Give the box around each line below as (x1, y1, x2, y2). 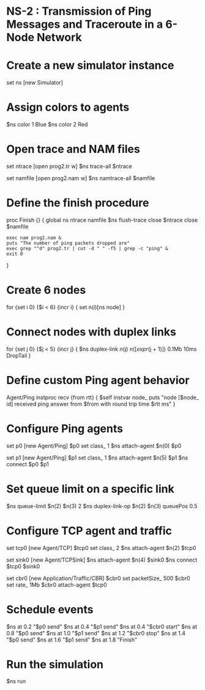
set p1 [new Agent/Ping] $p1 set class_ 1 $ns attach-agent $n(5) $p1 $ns (6, 453, 188, 461)
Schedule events (6, 602, 94, 616)
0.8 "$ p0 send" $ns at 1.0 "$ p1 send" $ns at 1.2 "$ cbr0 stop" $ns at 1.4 (6, 629, 185, 637)
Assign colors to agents (6, 100, 130, 114)
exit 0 (6, 251, 23, 257)
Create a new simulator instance (6, 58, 174, 73)
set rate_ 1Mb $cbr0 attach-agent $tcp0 (6, 581, 107, 588)
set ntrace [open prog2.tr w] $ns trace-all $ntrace (6, 163, 133, 170)
